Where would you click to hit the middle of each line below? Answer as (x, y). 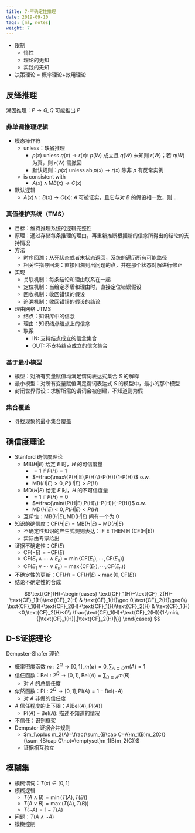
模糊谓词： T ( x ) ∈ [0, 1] (42, 783)
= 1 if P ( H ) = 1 (51, 471)
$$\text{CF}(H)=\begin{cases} (61, 593)
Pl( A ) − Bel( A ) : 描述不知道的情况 (62, 713)
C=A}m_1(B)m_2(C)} (142, 734)
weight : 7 (18, 28)
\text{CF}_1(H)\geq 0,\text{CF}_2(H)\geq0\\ (136, 600)
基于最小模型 (24, 362)
